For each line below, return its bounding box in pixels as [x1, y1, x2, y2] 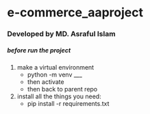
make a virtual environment [16, 63, 95, 72]
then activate [27, 78, 64, 86]
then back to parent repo [27, 85, 98, 94]
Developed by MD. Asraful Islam [7, 29, 116, 39]
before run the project [7, 46, 71, 54]
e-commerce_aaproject [7, 5, 144, 20]
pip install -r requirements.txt [27, 100, 110, 108]
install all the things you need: [16, 92, 101, 100]
